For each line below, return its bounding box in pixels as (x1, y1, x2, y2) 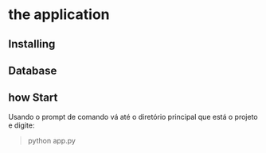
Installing (8, 37, 56, 51)
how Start (8, 91, 58, 105)
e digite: (8, 120, 35, 130)
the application (8, 6, 110, 24)
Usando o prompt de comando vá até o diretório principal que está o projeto (8, 112, 258, 121)
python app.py (27, 136, 76, 145)
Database (8, 63, 57, 77)
